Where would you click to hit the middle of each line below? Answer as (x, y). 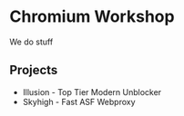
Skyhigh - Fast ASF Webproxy (79, 101)
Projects (34, 70)
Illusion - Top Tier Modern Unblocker (92, 92)
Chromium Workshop (92, 17)
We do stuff (31, 42)
